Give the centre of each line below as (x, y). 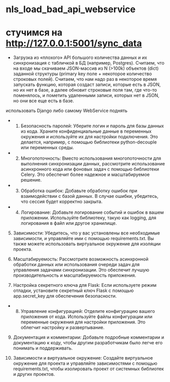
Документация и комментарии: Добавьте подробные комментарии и (89, 337)
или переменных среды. (47, 148)
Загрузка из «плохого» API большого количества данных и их (80, 57)
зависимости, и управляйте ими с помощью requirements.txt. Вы (83, 239)
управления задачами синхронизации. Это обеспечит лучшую (81, 270)
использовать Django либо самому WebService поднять (67, 111)
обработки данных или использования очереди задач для (76, 265)
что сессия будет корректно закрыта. (62, 201)
